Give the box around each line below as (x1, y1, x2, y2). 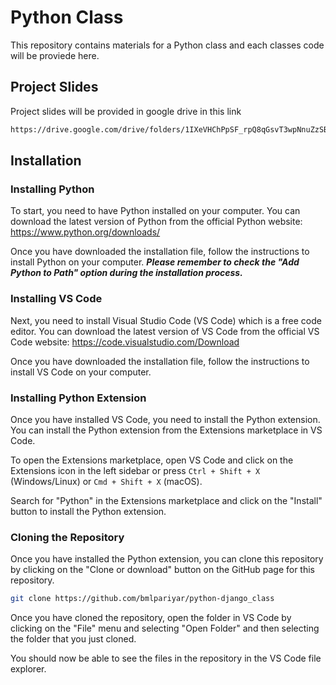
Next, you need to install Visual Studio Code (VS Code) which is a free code (10, 314, 322, 326)
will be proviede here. (10, 49, 100, 61)
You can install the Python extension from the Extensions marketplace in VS (10, 424, 323, 436)
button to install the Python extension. (10, 505, 167, 517)
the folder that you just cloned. (10, 633, 137, 645)
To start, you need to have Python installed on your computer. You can (10, 205, 301, 217)
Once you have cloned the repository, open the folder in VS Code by (10, 612, 292, 624)
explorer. (10, 663, 47, 675)
